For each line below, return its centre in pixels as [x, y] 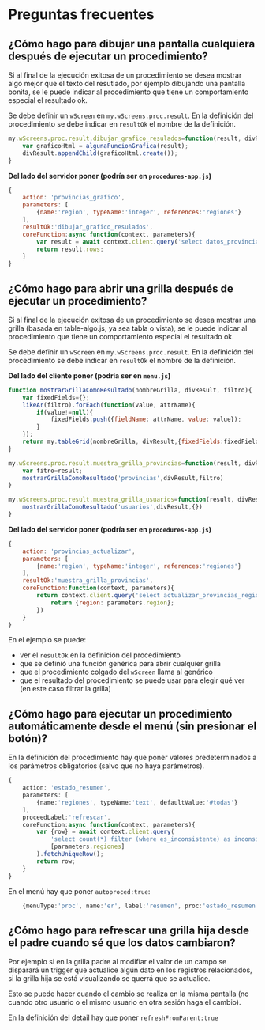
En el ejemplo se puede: [47, 640]
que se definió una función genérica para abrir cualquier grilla [120, 664]
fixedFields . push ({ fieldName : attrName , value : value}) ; [146, 420]
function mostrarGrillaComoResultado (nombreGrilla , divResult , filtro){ [130, 390]
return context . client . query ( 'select [98, 596]
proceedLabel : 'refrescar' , [67, 817]
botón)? [28, 738]
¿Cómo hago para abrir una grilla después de [121, 288]
